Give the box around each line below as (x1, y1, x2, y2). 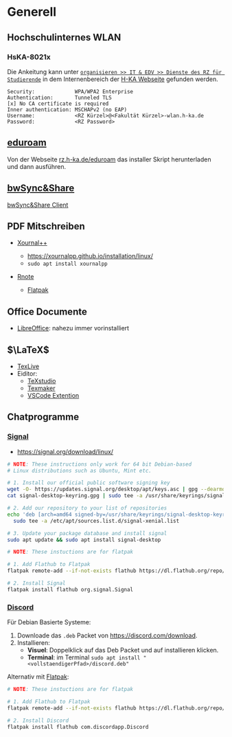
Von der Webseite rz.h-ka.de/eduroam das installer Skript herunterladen (7, 155, 211, 163)
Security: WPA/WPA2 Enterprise (7, 88, 134, 95)
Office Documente (7, 306, 87, 317)
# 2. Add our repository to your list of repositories (7, 505, 167, 512)
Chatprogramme (7, 411, 80, 423)
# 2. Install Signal (7, 580, 67, 587)
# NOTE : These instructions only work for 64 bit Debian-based (7, 461, 192, 468)
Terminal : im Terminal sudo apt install (27, 653, 141, 661)
